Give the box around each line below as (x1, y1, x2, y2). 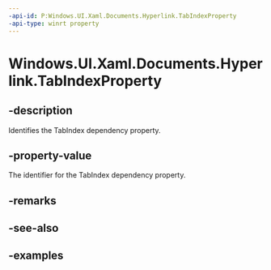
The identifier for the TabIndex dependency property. (8, 170, 186, 180)
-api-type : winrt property (8, 19, 100, 28)
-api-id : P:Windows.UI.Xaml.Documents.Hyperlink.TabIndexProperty (8, 11, 237, 20)
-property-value (8, 148, 92, 162)
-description (8, 104, 73, 118)
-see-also (8, 221, 59, 235)
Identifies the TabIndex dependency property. (8, 125, 161, 135)
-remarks (8, 194, 57, 208)
